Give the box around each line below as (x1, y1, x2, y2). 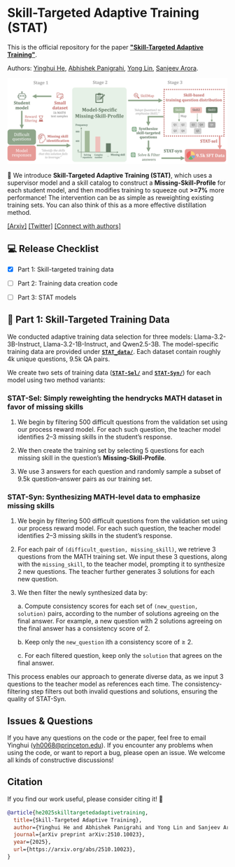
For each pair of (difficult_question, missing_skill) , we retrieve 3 (17, 545, 216, 554)
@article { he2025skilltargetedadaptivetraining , (7, 809, 149, 816)
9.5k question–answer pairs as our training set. (17, 474, 152, 483)
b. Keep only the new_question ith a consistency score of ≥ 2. (17, 638, 194, 647)
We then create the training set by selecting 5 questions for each (17, 446, 204, 454)
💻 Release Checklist (7, 243, 99, 255)
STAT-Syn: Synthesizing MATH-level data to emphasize (7, 492, 201, 502)
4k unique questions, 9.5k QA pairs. (7, 355, 111, 363)
